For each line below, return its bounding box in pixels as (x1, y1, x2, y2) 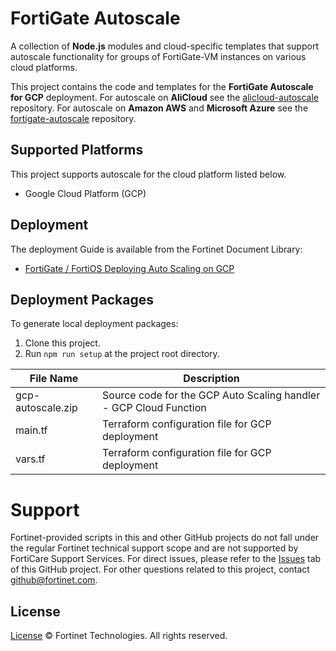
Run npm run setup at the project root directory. (24, 348, 220, 360)
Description (183, 372, 240, 386)
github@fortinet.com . (10, 574, 98, 586)
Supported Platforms (10, 142, 144, 159)
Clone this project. (24, 337, 101, 349)
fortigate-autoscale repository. (10, 112, 137, 124)
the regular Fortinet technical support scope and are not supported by (10, 542, 299, 554)
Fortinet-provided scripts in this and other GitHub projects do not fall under (10, 532, 320, 544)
